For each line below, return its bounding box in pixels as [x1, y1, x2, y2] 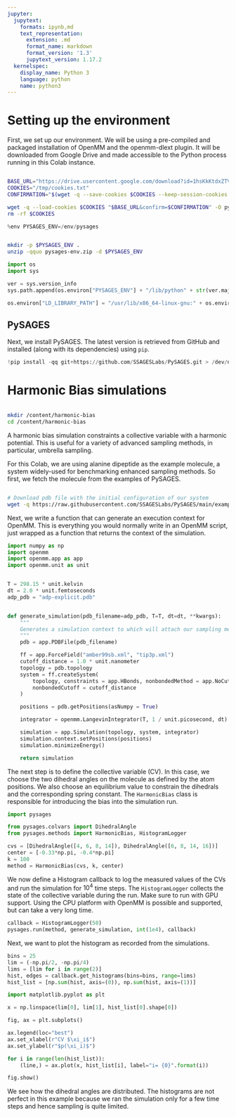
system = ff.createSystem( [20, 671, 99, 678]
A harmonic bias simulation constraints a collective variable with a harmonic [7, 430, 227, 440]
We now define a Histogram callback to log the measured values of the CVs [7, 875, 226, 883]
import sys [7, 268, 39, 275]
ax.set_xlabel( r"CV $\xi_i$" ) [7, 1035, 96, 1043]
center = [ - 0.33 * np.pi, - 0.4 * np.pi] [7, 849, 114, 857]
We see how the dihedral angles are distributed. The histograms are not [7, 1087, 215, 1096]
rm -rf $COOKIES [7, 210, 55, 217]
